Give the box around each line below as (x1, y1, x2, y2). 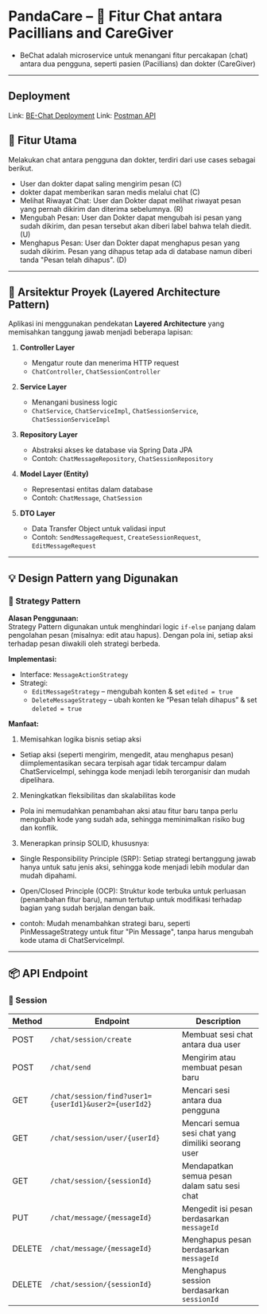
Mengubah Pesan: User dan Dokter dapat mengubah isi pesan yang (19, 213, 242, 222)
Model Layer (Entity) (19, 469, 89, 479)
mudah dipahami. (19, 871, 77, 881)
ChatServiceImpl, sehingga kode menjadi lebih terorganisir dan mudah (19, 767, 250, 776)
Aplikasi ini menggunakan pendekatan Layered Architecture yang (8, 319, 225, 329)
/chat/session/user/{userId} (50, 1133, 161, 1142)
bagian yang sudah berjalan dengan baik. (19, 903, 156, 913)
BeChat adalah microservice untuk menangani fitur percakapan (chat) (19, 50, 249, 60)
